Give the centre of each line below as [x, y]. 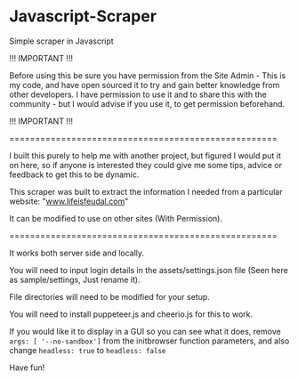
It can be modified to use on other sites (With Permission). [116, 218]
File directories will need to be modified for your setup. [110, 296]
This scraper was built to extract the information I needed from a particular [146, 191]
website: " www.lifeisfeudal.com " [69, 201]
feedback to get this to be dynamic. [74, 174]
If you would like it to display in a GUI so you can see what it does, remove [145, 331]
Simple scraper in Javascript [61, 41]
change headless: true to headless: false [88, 350]
